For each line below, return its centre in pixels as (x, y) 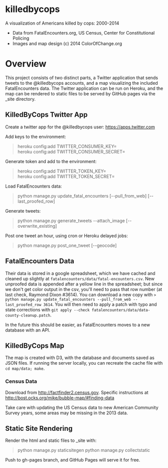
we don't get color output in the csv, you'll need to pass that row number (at (84, 289)
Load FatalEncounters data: (34, 186)
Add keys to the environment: (36, 136)
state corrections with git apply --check (47, 309)
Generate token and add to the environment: (51, 161)
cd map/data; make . (25, 368)
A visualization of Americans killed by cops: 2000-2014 (62, 23)
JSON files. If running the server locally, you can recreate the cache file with (84, 363)
